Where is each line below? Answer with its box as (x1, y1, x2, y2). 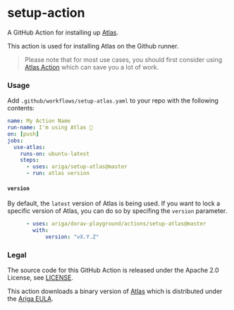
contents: (7, 104, 35, 112)
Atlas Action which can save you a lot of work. (24, 63, 159, 71)
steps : (20, 157, 39, 164)
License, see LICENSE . (7, 273, 74, 282)
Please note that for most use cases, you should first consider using (24, 55, 223, 64)
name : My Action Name (7, 117, 71, 124)
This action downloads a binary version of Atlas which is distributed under (7, 287, 223, 296)
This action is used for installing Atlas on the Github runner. (7, 41, 179, 50)
